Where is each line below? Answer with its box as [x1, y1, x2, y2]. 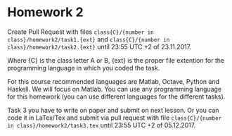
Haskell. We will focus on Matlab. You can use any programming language [7, 85, 222, 93]
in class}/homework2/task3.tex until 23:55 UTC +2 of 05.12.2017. [7, 120, 196, 129]
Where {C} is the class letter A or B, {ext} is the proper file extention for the [7, 56, 225, 64]
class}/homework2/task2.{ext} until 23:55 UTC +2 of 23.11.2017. [7, 42, 192, 51]
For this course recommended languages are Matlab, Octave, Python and [7, 77, 220, 85]
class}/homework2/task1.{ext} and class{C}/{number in [7, 35, 170, 43]
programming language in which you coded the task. [7, 63, 160, 72]
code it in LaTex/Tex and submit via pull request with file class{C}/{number [7, 113, 222, 122]
